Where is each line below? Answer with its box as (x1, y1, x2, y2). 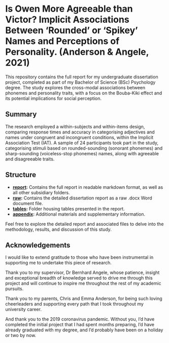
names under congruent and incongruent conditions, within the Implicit (5, 134, 154, 140)
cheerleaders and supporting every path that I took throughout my (5, 301, 144, 307)
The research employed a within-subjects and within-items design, (5, 123, 145, 129)
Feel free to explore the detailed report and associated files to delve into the (5, 221, 164, 227)
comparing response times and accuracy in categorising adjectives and (5, 129, 155, 135)
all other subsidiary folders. (12, 189, 70, 195)
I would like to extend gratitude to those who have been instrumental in (5, 254, 154, 260)
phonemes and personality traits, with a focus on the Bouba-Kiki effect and (5, 90, 162, 96)
